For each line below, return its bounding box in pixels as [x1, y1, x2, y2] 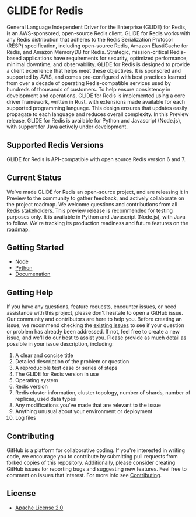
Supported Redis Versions [6, 140, 104, 150]
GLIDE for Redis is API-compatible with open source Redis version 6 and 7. [6, 155, 186, 162]
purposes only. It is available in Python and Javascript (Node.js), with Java [6, 213, 185, 220]
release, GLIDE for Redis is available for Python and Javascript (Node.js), [6, 117, 182, 124]
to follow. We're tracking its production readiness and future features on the [6, 219, 189, 226]
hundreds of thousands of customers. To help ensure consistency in [6, 86, 171, 93]
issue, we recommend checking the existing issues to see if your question [6, 322, 184, 329]
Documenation [15, 271, 51, 278]
